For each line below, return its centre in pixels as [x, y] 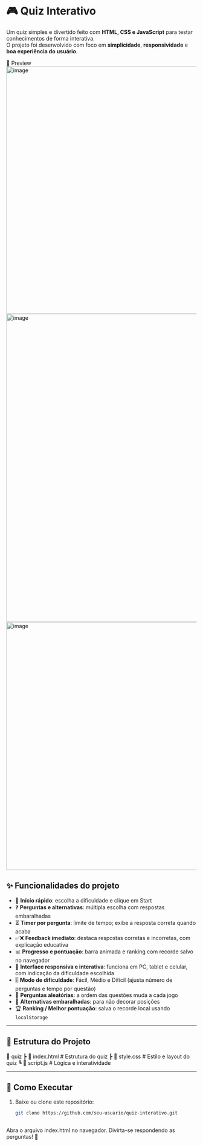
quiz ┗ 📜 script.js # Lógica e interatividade [59, 1062]
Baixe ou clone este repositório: [54, 1102]
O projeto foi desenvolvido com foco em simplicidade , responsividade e [97, 45]
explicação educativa [41, 944]
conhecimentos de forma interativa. [50, 38]
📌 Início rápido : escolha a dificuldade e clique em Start [83, 900]
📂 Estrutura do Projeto [48, 1042]
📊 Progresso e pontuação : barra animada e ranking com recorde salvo [104, 952]
